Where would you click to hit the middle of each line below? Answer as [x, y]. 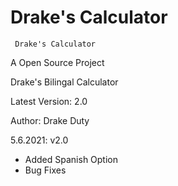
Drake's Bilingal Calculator [64, 82]
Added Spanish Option [71, 159]
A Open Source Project [57, 62]
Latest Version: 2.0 [49, 101]
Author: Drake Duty [50, 120]
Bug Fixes [45, 170]
